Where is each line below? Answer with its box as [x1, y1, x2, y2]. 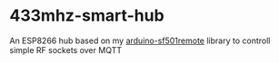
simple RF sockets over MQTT [9, 44, 123, 55]
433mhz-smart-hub [9, 5, 165, 26]
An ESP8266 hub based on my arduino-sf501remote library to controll [9, 35, 271, 46]
